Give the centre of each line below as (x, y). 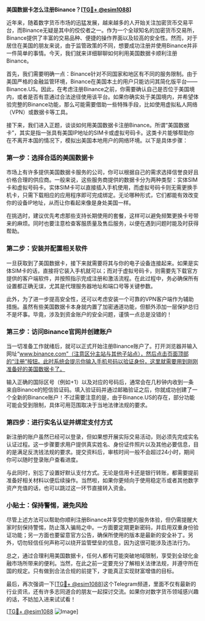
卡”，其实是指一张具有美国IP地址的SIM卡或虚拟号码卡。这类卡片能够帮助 (98, 133)
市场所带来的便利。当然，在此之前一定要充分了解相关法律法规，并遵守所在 (105, 563)
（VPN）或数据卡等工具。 (39, 112)
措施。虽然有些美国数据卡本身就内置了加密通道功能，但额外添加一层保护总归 (103, 307)
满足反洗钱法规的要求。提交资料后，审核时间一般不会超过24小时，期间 (106, 452)
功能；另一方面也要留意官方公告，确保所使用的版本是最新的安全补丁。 (99, 535)
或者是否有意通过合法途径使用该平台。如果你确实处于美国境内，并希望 (105, 97)
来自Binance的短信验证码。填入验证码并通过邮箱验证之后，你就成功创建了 (99, 389)
